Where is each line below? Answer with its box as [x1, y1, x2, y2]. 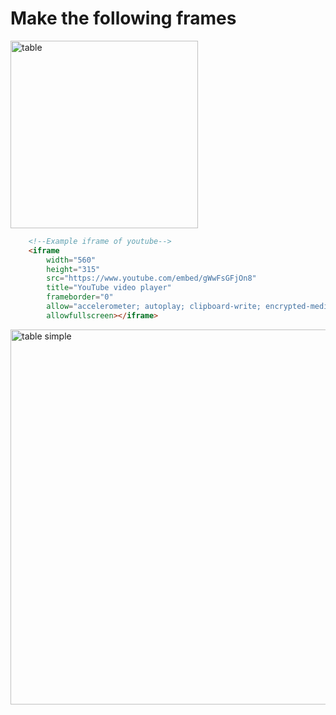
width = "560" [46, 255, 97, 265]
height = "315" [46, 264, 101, 274]
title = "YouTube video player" [46, 283, 172, 293]
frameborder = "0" [46, 292, 114, 302]
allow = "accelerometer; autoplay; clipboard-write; [46, 302, 262, 312]
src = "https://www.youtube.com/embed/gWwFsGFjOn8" [46, 273, 257, 284]
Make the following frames [10, 7, 237, 30]
